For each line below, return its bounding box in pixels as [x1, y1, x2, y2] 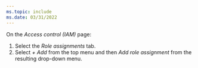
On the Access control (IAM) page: [6, 30, 91, 38]
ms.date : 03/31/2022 [6, 14, 58, 20]
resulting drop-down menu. [14, 55, 82, 62]
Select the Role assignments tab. [14, 42, 96, 50]
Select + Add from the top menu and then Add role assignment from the [14, 48, 192, 55]
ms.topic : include [6, 8, 52, 15]
